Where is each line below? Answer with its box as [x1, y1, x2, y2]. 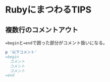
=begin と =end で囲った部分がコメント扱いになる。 [5, 40, 107, 45]
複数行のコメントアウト [5, 25, 78, 34]
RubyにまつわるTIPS [5, 4, 92, 15]
